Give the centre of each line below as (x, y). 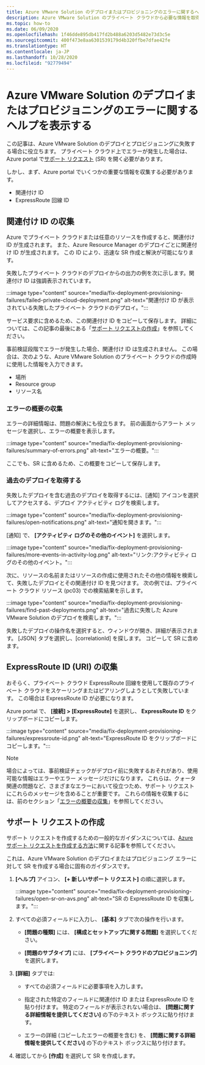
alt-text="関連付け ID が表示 (159, 300)
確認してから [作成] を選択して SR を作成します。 (77, 1056)
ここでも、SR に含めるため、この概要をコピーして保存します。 (85, 463)
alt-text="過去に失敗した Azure (139, 610)
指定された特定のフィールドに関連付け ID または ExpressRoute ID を (110, 1000)
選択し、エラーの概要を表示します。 (73, 431)
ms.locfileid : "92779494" (39, 63)
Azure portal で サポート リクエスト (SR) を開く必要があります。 (86, 159)
